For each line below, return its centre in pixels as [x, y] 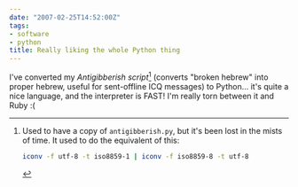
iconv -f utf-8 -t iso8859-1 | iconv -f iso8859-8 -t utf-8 [135, 156]
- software [29, 34]
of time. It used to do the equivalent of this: [101, 140]
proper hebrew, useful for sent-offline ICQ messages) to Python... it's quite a [149, 86]
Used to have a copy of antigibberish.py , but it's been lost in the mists [152, 130]
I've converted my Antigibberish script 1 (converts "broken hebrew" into [139, 76]
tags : [19, 26]
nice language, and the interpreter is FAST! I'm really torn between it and [142, 96]
